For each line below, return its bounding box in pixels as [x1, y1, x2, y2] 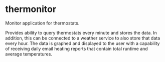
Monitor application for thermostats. [5, 20, 80, 26]
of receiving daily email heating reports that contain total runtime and [5, 45, 148, 51]
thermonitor [5, 3, 57, 15]
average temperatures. [5, 51, 53, 57]
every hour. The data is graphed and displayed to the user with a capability [5, 40, 160, 46]
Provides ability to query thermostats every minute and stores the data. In [5, 29, 157, 35]
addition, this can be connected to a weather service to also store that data [5, 35, 160, 41]
